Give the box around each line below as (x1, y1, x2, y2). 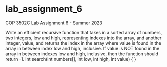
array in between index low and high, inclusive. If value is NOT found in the (5, 45, 160, 51)
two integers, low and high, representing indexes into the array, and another (5, 35, 162, 41)
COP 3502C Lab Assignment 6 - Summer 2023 (5, 20, 103, 26)
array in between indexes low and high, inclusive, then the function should (5, 51, 159, 57)
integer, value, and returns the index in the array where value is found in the (5, 40, 161, 46)
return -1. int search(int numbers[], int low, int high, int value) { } (5, 56, 136, 62)
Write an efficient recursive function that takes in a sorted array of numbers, (5, 29, 162, 35)
